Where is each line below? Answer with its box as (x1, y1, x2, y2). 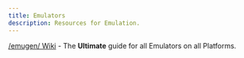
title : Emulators (8, 11, 66, 20)
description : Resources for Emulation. (8, 19, 141, 27)
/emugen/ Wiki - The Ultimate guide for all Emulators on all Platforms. (8, 41, 237, 50)
